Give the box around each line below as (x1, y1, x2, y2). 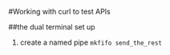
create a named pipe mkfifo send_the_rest (19, 37, 163, 47)
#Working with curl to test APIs (8, 7, 111, 16)
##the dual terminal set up (8, 22, 95, 31)
